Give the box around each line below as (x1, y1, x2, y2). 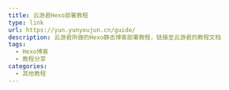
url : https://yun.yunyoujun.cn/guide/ (8, 26, 136, 34)
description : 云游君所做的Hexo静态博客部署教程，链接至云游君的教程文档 (8, 33, 221, 41)
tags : (8, 41, 26, 49)
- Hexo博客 (15, 48, 49, 56)
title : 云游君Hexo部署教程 (8, 11, 88, 20)
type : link (8, 19, 44, 27)
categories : (8, 63, 47, 70)
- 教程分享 (15, 56, 47, 63)
